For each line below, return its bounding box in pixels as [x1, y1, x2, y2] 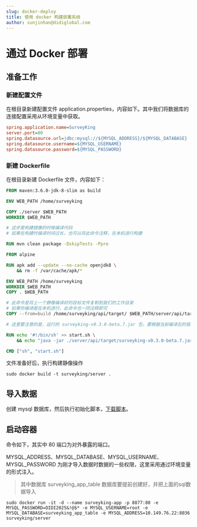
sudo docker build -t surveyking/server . [6, 371, 111, 377]
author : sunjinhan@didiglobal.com [6, 19, 91, 25]
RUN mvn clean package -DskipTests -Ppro [6, 241, 109, 247]
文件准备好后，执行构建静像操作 [6, 359, 83, 366]
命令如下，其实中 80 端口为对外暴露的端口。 [6, 441, 113, 448]
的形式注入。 [6, 468, 37, 475]
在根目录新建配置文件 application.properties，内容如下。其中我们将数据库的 [6, 105, 189, 112]
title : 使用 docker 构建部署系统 [6, 14, 81, 20]
